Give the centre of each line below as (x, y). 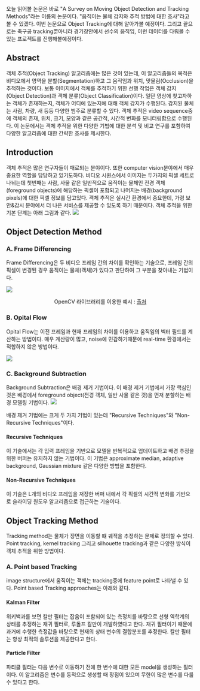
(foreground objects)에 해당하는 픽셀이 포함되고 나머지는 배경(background (94, 190)
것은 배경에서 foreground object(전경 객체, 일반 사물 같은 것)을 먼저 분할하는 (96, 395)
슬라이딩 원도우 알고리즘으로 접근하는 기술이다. (67, 501)
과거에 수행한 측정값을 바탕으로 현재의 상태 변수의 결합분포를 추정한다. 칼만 (93, 631)
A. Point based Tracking (42, 567)
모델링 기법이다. (31, 402)
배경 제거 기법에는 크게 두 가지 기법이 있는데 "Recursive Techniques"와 (90, 415)
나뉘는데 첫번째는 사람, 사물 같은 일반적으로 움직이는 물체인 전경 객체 (86, 182)
